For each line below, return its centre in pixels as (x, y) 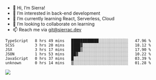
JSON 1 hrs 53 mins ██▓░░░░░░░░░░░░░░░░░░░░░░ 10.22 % (78, 54)
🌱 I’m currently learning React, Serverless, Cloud (64, 18)
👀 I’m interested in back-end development (56, 13)
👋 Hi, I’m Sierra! (29, 8)
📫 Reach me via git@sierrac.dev (47, 30)
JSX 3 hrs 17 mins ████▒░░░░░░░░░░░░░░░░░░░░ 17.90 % (78, 50)
